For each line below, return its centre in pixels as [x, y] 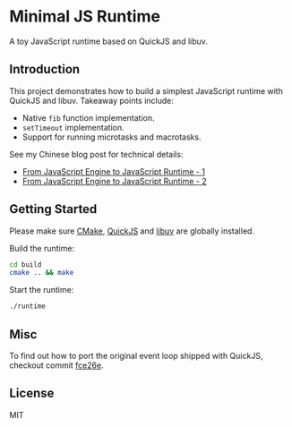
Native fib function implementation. [88, 117]
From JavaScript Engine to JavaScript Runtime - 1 [114, 171]
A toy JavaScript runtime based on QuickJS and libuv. [109, 41]
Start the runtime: [42, 290]
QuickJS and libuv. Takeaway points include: [92, 100]
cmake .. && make [42, 273]
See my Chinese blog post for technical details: [96, 154]
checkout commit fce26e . [57, 365]
